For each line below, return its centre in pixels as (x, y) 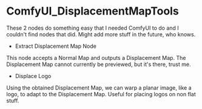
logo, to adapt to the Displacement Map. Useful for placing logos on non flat (101, 94)
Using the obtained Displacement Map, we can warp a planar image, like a (99, 88)
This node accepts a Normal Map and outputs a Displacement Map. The (96, 58)
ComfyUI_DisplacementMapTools (93, 11)
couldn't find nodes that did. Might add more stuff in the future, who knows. (101, 34)
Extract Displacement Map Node (56, 46)
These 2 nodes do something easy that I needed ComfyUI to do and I (93, 28)
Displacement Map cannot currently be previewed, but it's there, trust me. (99, 64)
